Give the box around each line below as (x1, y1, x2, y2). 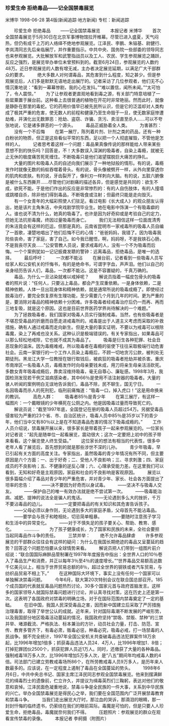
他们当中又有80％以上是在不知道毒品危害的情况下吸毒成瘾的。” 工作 (14, 419, 162, 425)
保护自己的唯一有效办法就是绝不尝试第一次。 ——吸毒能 (32, 488, 157, 494)
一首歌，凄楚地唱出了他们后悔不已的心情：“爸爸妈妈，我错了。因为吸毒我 (9, 230, 162, 236)
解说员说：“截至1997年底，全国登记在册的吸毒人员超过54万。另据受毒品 (14, 406, 163, 412)
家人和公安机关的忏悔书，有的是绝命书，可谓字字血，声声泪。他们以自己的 (9, 261, 164, 267)
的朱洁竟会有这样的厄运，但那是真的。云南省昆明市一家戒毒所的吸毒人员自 (5, 223, 159, 229)
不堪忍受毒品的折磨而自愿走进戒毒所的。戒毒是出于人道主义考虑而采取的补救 (5, 318, 164, 324)
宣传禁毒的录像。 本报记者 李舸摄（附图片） (9, 715, 109, 721)
